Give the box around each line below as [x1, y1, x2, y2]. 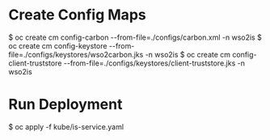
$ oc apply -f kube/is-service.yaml [8, 121, 124, 131]
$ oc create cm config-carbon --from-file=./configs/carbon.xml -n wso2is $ [8, 32, 263, 42]
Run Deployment [8, 95, 123, 114]
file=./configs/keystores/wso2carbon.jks [8, 49, 144, 59]
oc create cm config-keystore [8, 40, 108, 50]
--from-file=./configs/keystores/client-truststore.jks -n [63, 58, 245, 68]
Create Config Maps [8, 6, 147, 24]
